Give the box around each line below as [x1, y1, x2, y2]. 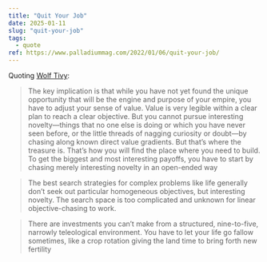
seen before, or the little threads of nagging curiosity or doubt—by [27, 129, 247, 138]
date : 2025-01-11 [8, 19, 66, 27]
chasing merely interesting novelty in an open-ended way [27, 163, 218, 172]
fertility [27, 244, 52, 254]
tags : [8, 34, 26, 42]
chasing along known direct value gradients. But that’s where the [27, 137, 241, 146]
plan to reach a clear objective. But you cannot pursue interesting [27, 112, 244, 121]
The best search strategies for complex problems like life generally [27, 178, 248, 188]
